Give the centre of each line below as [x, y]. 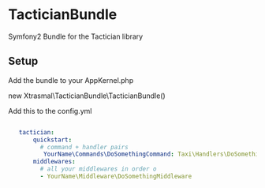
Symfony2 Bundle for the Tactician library [76, 36]
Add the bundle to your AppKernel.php [71, 80]
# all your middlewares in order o [98, 169]
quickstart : [52, 140]
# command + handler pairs [84, 147]
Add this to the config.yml [50, 111]
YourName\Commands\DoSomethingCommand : [109, 154]
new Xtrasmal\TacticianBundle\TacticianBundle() [87, 96]
